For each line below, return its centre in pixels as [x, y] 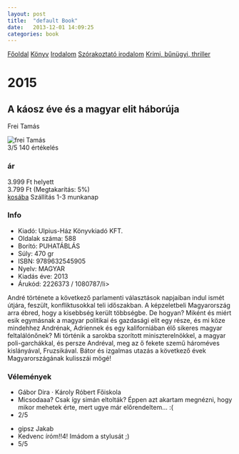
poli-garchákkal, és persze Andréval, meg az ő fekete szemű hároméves [113, 343]
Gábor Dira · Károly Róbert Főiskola [69, 392]
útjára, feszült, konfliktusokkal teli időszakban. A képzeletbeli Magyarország [119, 305]
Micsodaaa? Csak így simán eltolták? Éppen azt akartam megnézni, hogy [125, 400]
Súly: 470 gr [36, 253]
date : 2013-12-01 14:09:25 [51, 27]
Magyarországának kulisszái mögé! [60, 358]
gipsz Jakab [36, 429]
